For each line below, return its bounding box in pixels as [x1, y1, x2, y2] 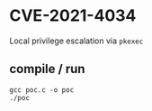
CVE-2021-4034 [9, 5, 137, 26]
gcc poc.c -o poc [9, 85, 75, 95]
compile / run [9, 61, 85, 77]
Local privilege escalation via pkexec [9, 35, 144, 46]
